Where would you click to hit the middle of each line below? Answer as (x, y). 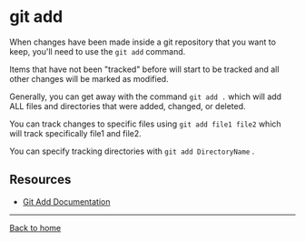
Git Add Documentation (66, 201)
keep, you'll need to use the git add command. (98, 51)
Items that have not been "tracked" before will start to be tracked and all (144, 69)
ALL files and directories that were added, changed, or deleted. (128, 106)
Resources (40, 180)
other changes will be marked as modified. (89, 78)
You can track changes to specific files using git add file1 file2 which (145, 124)
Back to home (35, 227)
